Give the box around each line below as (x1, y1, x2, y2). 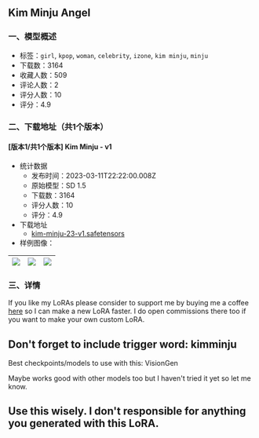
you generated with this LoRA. (8, 417, 159, 430)
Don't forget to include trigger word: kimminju (8, 338, 237, 351)
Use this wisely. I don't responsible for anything (8, 404, 246, 418)
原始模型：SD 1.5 (31, 181, 86, 190)
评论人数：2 (19, 80, 59, 89)
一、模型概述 (8, 31, 57, 42)
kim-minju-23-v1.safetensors (31, 228, 126, 238)
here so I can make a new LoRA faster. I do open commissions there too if (8, 306, 246, 316)
